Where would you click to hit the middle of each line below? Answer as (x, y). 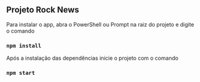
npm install (24, 46)
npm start (21, 73)
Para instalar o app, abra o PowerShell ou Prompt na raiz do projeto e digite (100, 24)
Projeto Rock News (43, 10)
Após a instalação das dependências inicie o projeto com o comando (92, 58)
